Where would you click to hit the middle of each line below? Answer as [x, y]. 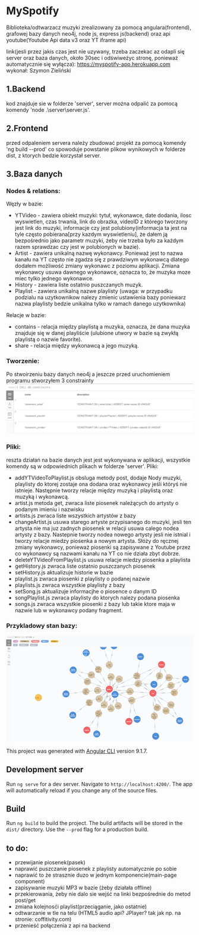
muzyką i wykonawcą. [42, 497]
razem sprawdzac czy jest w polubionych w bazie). [78, 247]
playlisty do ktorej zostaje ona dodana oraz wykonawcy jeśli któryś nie [101, 484]
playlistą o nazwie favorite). [48, 339]
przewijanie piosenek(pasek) [50, 863]
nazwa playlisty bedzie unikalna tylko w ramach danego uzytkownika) [100, 304]
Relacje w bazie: [26, 315]
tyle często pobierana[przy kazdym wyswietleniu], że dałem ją [91, 234]
